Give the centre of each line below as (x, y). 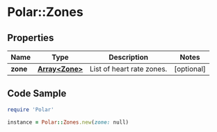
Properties (31, 38)
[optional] (190, 69)
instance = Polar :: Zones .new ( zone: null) (68, 122)
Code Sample (37, 93)
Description (128, 57)
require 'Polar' (31, 109)
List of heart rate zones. (128, 69)
